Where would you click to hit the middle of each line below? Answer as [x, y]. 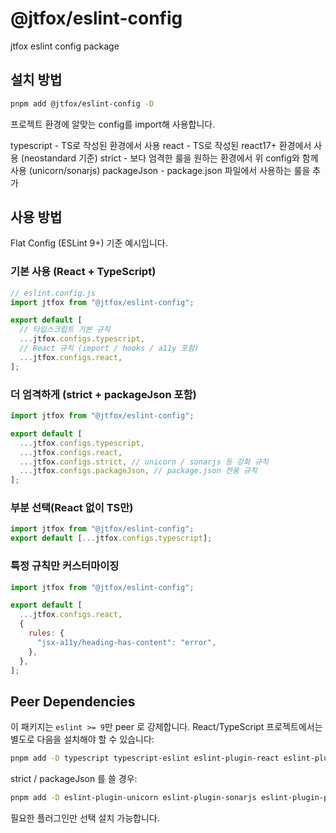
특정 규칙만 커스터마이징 [65, 566]
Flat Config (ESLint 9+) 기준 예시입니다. [89, 243]
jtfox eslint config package [65, 46]
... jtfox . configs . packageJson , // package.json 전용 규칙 [138, 471]
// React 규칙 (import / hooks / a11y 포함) [109, 348]
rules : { [46, 633]
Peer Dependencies [73, 701]
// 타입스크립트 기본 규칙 [65, 330]
